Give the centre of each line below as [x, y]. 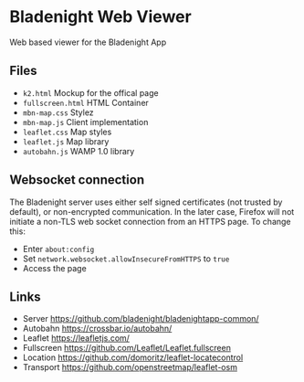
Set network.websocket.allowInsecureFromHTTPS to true [126, 259]
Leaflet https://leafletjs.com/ [76, 338]
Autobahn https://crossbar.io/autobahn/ [97, 329]
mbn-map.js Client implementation [85, 122]
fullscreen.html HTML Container [85, 102]
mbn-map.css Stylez [58, 112]
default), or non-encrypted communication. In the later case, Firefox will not [152, 211]
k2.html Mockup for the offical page [90, 92]
